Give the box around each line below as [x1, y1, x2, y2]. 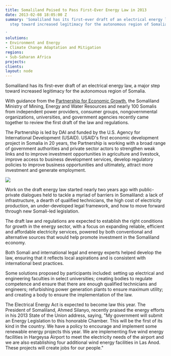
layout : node [5, 69, 33, 74]
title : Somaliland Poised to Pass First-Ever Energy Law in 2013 [5, 7, 147, 13]
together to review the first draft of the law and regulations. [5, 120, 129, 126]
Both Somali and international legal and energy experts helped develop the [5, 250, 162, 256]
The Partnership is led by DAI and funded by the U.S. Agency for [5, 129, 140, 135]
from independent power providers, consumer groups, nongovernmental [5, 109, 158, 115]
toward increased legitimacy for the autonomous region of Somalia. [5, 88, 147, 94]
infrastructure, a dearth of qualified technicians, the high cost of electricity [5, 197, 162, 203]
